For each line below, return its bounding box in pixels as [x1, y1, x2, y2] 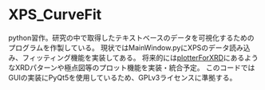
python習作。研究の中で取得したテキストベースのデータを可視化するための [8, 33, 255, 42]
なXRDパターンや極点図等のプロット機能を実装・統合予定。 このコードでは [8, 62, 255, 72]
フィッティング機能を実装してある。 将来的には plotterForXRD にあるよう [22, 53, 259, 62]
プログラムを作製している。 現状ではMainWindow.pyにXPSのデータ [8, 42, 230, 53]
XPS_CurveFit [8, 6, 102, 24]
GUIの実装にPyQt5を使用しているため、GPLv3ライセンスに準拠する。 [8, 72, 237, 82]
